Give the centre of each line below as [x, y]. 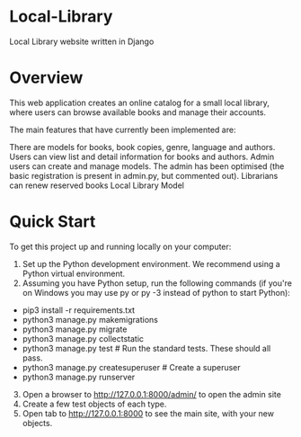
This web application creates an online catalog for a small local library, [139, 103]
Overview [46, 78]
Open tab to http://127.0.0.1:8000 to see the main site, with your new [148, 413]
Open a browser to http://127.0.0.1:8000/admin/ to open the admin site [151, 394]
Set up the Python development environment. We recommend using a [151, 263]
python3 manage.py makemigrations [90, 319]
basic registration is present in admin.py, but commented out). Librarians [144, 175]
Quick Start [53, 222]
